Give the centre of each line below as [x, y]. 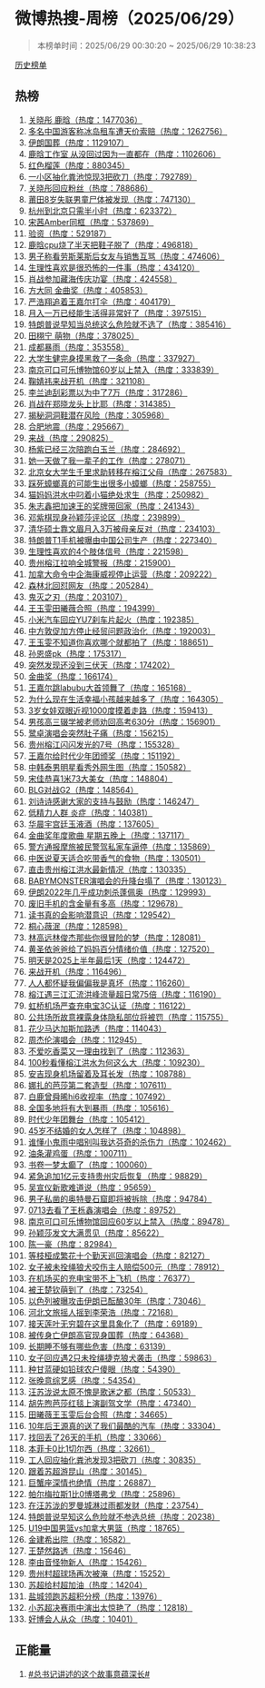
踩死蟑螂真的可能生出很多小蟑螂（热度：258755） [122, 483]
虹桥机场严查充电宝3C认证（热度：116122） [109, 1006]
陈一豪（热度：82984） [72, 1244]
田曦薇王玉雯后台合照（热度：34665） [100, 1415]
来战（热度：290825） [71, 438]
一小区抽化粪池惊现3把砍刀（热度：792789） [113, 176]
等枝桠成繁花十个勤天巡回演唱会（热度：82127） [119, 1256]
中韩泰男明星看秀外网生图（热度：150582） [109, 767]
